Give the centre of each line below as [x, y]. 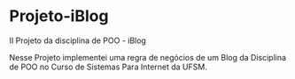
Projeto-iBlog [59, 16]
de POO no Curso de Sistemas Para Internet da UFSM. [109, 67]
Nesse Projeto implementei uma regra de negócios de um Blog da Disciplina [147, 57]
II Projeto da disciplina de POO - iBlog [78, 40]
